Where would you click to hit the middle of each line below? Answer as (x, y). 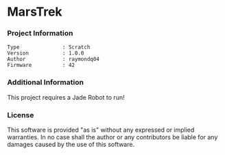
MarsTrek (35, 12)
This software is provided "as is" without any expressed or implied (101, 130)
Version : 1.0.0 (46, 53)
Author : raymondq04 (53, 59)
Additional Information (46, 83)
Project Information (40, 33)
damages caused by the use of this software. (71, 145)
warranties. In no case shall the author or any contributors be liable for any (113, 137)
